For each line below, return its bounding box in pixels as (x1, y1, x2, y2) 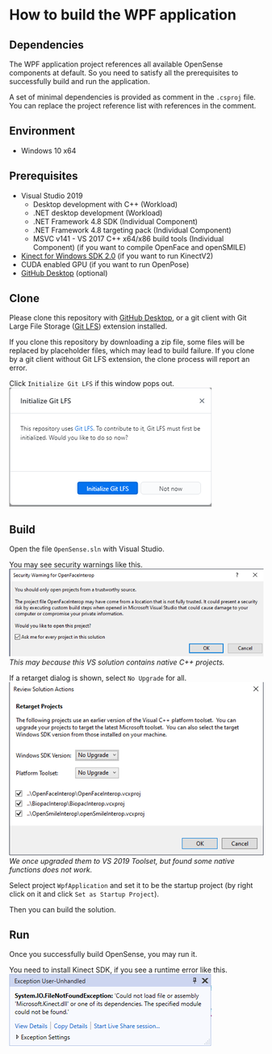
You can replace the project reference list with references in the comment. (9, 101, 257, 110)
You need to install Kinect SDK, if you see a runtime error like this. (9, 965, 228, 975)
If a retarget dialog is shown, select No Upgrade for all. (9, 674, 187, 683)
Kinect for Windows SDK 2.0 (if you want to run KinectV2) (20, 251, 214, 261)
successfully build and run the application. (9, 77, 150, 86)
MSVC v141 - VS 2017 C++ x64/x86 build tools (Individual (32, 233, 224, 244)
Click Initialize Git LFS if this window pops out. (9, 379, 174, 389)
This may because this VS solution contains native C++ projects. (9, 657, 225, 667)
